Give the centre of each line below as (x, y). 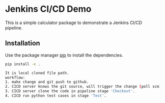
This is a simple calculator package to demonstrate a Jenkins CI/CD (74, 23)
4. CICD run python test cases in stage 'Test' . (56, 96)
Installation (23, 43)
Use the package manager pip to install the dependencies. (64, 55)
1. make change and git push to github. (47, 82)
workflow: (15, 77)
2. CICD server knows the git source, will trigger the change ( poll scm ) (83, 87)
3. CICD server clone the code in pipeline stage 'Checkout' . (70, 91)
